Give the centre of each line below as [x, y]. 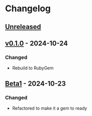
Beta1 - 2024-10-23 [35, 83]
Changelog [28, 9]
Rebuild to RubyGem [33, 68]
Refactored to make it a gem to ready [49, 108]
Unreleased [23, 27]
